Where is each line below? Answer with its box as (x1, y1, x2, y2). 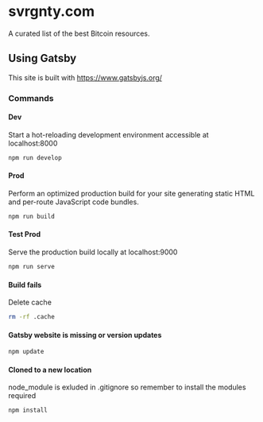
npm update (8, 348, 44, 356)
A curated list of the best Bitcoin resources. (8, 29, 150, 38)
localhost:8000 (8, 138, 58, 148)
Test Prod (8, 230, 41, 239)
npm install (8, 406, 48, 415)
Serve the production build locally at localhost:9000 (8, 247, 178, 257)
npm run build (8, 212, 56, 220)
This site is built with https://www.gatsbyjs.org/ (8, 72, 163, 82)
